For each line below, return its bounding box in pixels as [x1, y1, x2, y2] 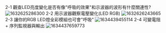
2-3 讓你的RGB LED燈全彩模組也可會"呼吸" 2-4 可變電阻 [5, 17, 161, 22]
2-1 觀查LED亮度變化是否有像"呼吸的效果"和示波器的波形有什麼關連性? [5, 4, 151, 10]
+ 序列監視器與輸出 [5, 23, 45, 29]
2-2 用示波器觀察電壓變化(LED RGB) [46, 10, 121, 16]
